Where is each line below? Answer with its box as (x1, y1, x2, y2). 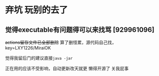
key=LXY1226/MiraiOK (5, 45, 51, 51)
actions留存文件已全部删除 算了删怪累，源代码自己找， (5, 40, 117, 45)
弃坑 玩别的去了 (5, 4, 68, 16)
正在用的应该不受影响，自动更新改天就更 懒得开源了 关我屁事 (5, 66, 129, 71)
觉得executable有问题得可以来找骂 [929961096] (5, 25, 155, 34)
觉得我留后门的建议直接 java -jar (5, 55, 73, 61)
